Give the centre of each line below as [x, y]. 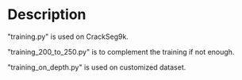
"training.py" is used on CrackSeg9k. [68, 36]
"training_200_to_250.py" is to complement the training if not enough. [121, 51]
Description [47, 15]
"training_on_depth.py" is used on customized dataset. [97, 67]
